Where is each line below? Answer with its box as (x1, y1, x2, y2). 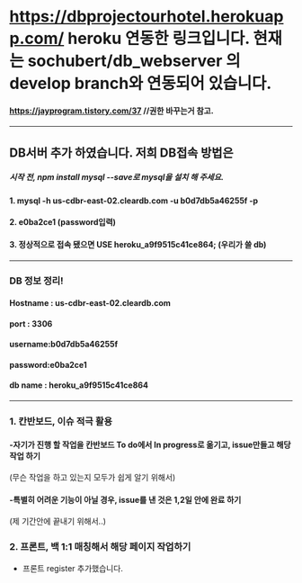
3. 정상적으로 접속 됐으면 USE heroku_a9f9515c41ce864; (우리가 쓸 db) (9, 238, 267, 249)
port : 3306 (9, 318, 53, 329)
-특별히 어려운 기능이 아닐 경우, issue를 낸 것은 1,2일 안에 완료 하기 (9, 494, 242, 505)
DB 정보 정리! (9, 274, 65, 287)
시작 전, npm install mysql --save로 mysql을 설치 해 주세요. (9, 172, 225, 183)
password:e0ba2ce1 (9, 359, 87, 370)
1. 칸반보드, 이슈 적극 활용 (9, 415, 112, 427)
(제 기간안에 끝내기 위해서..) (9, 516, 106, 527)
